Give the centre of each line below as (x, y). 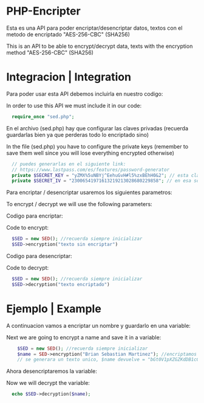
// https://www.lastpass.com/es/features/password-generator (91, 170)
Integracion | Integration (69, 77)
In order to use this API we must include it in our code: (74, 105)
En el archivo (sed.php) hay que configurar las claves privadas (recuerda (97, 128)
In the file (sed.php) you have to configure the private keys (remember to (97, 146)
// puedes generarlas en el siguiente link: (69, 164)
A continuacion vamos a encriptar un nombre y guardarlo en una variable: (99, 325)
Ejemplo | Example (54, 309)
